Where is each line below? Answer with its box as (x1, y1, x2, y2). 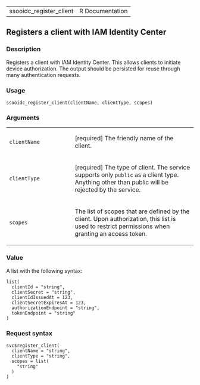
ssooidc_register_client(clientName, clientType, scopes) (6, 100, 153, 106)
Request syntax (6, 329, 52, 337)
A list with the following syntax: (6, 267, 83, 274)
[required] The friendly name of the (74, 134, 174, 143)
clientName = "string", (11, 347, 70, 354)
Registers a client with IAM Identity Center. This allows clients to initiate (6, 58, 181, 66)
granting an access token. (74, 230, 148, 238)
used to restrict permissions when (74, 222, 170, 230)
